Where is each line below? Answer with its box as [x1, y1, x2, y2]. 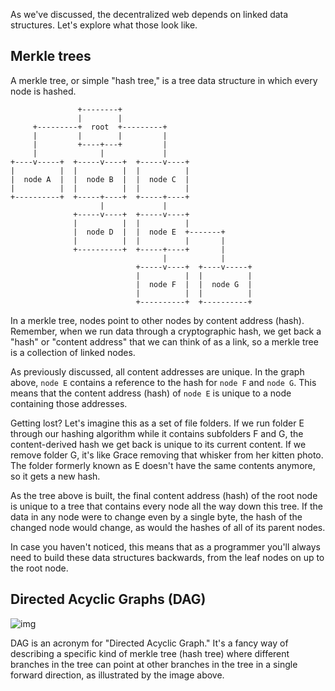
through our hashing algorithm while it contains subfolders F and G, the [10, 427, 304, 439]
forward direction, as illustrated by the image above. [10, 669, 225, 681]
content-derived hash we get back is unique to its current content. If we [10, 438, 307, 450]
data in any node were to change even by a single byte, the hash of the [10, 510, 303, 523]
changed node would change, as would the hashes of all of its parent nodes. [10, 521, 326, 533]
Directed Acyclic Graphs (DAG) [10, 591, 207, 608]
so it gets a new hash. [10, 470, 101, 482]
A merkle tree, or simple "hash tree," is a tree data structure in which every [10, 74, 318, 86]
